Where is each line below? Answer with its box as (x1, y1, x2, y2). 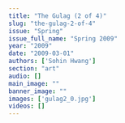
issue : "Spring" (8, 27, 63, 35)
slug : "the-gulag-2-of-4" (8, 19, 96, 28)
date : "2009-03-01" (8, 49, 75, 57)
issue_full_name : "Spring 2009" (8, 34, 118, 43)
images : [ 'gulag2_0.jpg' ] (8, 95, 96, 103)
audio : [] (8, 72, 42, 80)
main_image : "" (8, 79, 60, 87)
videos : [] (8, 102, 45, 110)
